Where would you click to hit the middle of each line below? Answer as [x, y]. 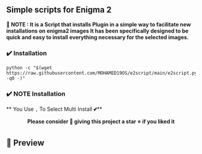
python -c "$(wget [29, 68]
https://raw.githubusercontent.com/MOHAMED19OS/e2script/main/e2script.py [102, 73]
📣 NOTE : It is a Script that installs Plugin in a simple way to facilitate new [99, 24]
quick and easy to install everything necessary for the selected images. [98, 37]
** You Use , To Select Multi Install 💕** [54, 109]
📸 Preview [25, 143]
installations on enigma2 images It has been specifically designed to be [97, 31]
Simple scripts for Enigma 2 [59, 10]
